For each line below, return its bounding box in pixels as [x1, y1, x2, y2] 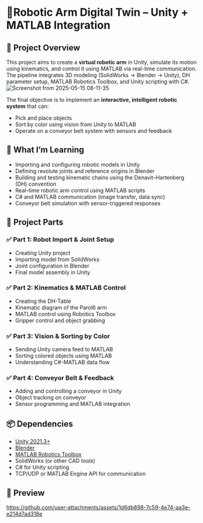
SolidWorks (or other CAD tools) [15, 457, 96, 465]
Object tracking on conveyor [15, 394, 87, 401]
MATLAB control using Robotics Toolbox [15, 310, 116, 317]
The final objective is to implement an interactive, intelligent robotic [6, 96, 178, 103]
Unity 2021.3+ [15, 438, 50, 445]
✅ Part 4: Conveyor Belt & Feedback [6, 374, 114, 382]
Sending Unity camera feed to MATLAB [15, 346, 113, 353]
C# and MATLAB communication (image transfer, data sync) [15, 193, 165, 200]
